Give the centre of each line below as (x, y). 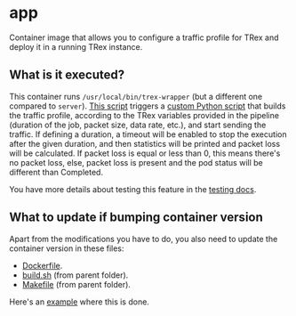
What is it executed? (67, 75)
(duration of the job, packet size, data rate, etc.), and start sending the (138, 125)
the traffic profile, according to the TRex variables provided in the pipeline (144, 115)
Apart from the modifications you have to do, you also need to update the (144, 239)
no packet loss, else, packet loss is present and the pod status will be (136, 162)
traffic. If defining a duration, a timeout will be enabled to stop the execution (148, 134)
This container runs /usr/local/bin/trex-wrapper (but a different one (136, 96)
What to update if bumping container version (136, 218)
